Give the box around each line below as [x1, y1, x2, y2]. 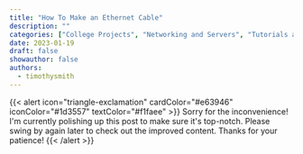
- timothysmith [17, 72, 75, 81]
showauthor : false [9, 55, 78, 64]
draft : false [9, 47, 59, 56]
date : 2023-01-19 [9, 38, 75, 48]
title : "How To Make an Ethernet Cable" [9, 13, 164, 23]
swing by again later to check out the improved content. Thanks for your [9, 125, 278, 136]
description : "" [9, 22, 70, 31]
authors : [9, 64, 42, 73]
